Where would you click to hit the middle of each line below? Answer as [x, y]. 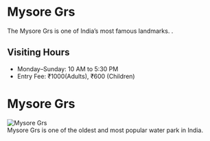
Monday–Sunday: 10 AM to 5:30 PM [68, 68]
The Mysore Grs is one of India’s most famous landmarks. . [90, 31]
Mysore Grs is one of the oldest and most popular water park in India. [105, 130]
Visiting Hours [38, 52]
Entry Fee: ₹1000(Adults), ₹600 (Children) [76, 76]
